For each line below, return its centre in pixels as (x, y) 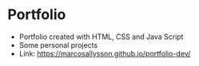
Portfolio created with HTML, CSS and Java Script (101, 37)
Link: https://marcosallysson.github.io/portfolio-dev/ (105, 53)
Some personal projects (58, 45)
